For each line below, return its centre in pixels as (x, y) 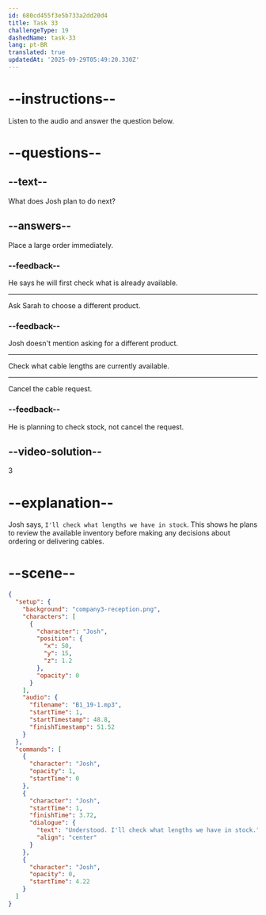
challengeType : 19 (38, 30)
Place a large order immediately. (61, 245)
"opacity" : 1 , (53, 772)
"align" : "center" (67, 838)
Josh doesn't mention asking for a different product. (93, 343)
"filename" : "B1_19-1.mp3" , (76, 705)
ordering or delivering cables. (56, 541)
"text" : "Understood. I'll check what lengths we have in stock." (148, 830)
